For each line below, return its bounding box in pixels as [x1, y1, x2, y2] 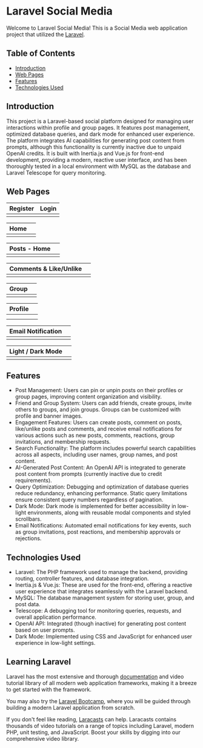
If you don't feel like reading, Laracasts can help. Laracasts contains [6, 715, 177, 723]
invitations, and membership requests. [15, 438, 111, 446]
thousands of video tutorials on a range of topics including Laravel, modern [6, 722, 195, 729]
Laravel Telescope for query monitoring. [6, 169, 107, 176]
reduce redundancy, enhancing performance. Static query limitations [15, 490, 188, 497]
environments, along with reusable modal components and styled [27, 509, 191, 516]
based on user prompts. [15, 626, 75, 633]
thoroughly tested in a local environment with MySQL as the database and [6, 162, 191, 170]
